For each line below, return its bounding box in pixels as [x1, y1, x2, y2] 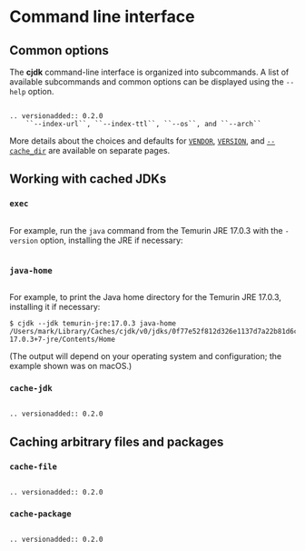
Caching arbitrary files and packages [9, 434, 224, 449]
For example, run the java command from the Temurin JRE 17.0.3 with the [9, 225, 283, 235]
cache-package [9, 508, 72, 519]
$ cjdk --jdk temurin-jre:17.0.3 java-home [9, 318, 177, 328]
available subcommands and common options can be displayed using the [9, 76, 284, 87]
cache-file [9, 461, 57, 472]
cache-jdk [9, 383, 53, 393]
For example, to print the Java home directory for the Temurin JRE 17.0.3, [9, 291, 281, 302]
